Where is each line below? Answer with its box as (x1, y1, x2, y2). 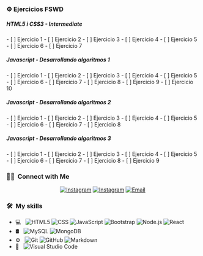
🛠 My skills (6, 202, 43, 211)
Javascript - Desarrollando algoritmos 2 (6, 99, 111, 106)
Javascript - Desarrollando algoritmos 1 (6, 56, 110, 63)
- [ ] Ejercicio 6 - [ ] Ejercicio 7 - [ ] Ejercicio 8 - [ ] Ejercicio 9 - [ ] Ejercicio (6, 78, 194, 85)
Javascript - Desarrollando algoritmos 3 (6, 134, 111, 142)
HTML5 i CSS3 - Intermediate (6, 20, 83, 28)
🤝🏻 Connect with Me (6, 172, 70, 180)
